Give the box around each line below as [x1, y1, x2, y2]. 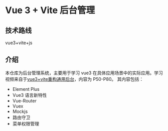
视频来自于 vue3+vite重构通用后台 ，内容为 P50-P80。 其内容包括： [5, 76, 144, 82]
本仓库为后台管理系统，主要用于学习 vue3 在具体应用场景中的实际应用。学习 [5, 70, 163, 76]
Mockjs [12, 108, 28, 114]
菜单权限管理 [12, 120, 39, 126]
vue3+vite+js [5, 40, 33, 46]
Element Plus [12, 86, 40, 92]
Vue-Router [12, 97, 37, 103]
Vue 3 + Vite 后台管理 [5, 5, 95, 16]
